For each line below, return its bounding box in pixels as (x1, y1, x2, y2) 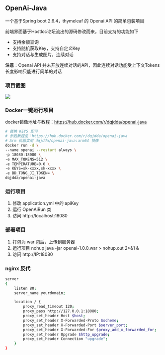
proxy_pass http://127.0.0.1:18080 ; (23, 309, 99, 314)
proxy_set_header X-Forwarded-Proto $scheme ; (23, 318, 119, 323)
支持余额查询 (12, 39, 39, 45)
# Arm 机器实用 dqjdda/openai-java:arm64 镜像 (5, 138, 99, 144)
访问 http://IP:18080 (12, 251, 53, 257)
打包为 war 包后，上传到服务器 (12, 239, 76, 245)
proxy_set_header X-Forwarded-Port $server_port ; (23, 323, 128, 328)
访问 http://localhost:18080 (12, 213, 68, 219)
